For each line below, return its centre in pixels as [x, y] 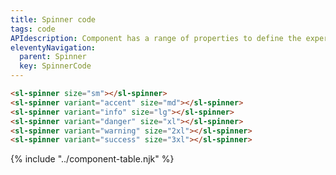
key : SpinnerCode [55, 66]
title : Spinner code [53, 19]
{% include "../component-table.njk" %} [92, 159]
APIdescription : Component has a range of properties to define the [156, 38]
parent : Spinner [53, 57]
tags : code [33, 29]
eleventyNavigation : [53, 47]
